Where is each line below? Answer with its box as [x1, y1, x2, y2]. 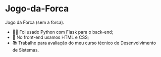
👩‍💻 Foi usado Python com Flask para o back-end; [12, 29, 113, 35]
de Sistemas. [12, 47, 39, 53]
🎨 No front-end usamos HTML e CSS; [12, 34, 89, 40]
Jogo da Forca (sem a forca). [5, 19, 64, 25]
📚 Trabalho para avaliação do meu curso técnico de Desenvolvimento [12, 40, 156, 46]
